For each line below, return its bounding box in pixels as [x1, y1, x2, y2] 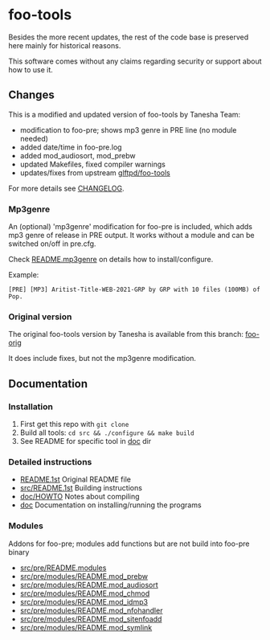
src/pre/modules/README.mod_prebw [19, 571, 149, 581]
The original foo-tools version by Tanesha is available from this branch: [8, 330, 243, 339]
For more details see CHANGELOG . [8, 183, 125, 193]
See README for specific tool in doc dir [19, 437, 151, 446]
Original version [8, 311, 72, 322]
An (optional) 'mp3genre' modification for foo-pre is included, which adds [8, 222, 253, 232]
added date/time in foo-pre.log [19, 142, 122, 152]
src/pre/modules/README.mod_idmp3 [19, 597, 149, 606]
